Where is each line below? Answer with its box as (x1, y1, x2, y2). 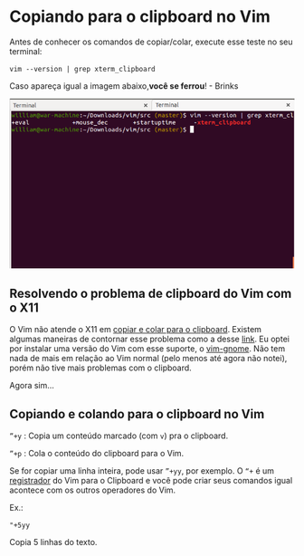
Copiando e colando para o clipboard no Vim (9, 406, 265, 422)
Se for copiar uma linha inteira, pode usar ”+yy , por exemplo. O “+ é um (9, 465, 274, 476)
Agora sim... (9, 380, 54, 391)
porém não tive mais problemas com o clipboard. (9, 362, 192, 373)
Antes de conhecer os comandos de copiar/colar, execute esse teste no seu (9, 36, 293, 47)
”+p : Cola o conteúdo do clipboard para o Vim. (9, 448, 185, 459)
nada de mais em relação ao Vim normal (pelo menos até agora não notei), (9, 353, 288, 364)
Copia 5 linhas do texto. (9, 537, 98, 548)
